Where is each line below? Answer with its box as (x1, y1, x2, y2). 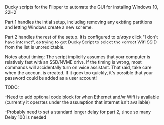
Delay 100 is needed (5, 114, 47, 120)
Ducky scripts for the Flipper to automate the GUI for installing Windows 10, (5, 4, 159, 10)
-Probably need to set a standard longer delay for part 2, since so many (5, 109, 151, 115)
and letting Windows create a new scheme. (5, 24, 93, 30)
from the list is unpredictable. (5, 44, 65, 50)
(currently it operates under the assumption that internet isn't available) (5, 99, 150, 105)
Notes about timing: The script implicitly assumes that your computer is (5, 54, 151, 60)
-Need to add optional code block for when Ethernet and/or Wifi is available (5, 94, 159, 100)
